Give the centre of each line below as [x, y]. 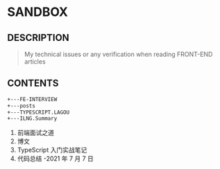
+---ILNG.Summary [32, 118]
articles [35, 62]
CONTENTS [33, 83]
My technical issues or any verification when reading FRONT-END [118, 54]
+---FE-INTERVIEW [32, 99]
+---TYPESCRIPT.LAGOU [39, 112]
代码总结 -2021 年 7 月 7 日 [55, 159]
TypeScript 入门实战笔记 [52, 150]
